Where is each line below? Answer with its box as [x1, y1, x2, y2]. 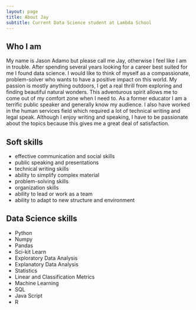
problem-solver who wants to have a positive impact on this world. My [6, 76, 177, 83]
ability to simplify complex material [14, 172, 100, 178]
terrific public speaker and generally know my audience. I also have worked [6, 101, 190, 108]
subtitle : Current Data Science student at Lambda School [6, 19, 152, 25]
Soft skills [6, 137, 43, 147]
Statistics [14, 267, 38, 274]
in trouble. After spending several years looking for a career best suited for [6, 63, 188, 71]
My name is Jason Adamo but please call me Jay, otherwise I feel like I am [6, 57, 187, 64]
